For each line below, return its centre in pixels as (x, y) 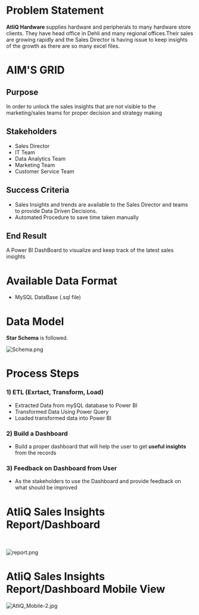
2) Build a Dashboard (37, 433)
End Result (27, 236)
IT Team (25, 152)
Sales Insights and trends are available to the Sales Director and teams (101, 204)
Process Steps (43, 373)
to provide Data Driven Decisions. (56, 211)
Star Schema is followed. (37, 338)
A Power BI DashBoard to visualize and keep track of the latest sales (90, 250)
